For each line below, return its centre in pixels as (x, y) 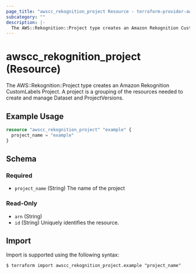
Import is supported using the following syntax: (63, 255)
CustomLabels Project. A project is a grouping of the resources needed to (94, 92)
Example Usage (35, 116)
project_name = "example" (43, 135)
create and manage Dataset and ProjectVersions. (65, 98)
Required (19, 175)
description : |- (26, 22)
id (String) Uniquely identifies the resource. (67, 222)
